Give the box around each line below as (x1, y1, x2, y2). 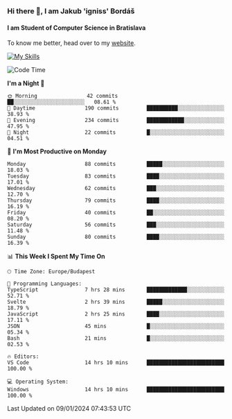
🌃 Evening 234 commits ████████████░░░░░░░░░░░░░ (7, 117, 225, 124)
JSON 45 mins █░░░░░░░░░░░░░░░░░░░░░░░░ (7, 323, 225, 330)
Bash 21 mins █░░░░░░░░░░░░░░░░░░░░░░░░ (7, 335, 225, 342)
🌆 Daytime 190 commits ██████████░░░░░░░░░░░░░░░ (7, 105, 225, 112)
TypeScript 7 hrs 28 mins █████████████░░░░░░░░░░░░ (7, 287, 225, 293)
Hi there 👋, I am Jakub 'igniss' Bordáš (7, 6, 135, 16)
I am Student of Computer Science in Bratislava (7, 24, 146, 32)
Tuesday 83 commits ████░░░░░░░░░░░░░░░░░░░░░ (7, 173, 225, 180)
